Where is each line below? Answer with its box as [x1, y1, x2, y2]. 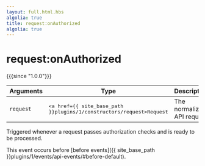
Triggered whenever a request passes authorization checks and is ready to [6, 128, 195, 135]
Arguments [9, 87, 43, 95]
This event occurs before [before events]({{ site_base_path [6, 146, 156, 154]
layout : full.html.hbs [6, 9, 64, 15]
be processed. [6, 135, 43, 142]
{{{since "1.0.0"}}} [6, 73, 52, 80]
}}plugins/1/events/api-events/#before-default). [6, 153, 126, 161]
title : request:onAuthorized [6, 20, 81, 26]
